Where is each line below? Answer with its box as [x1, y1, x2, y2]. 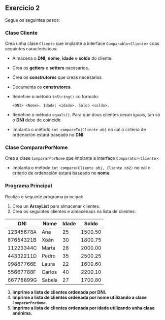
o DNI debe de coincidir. [12, 117, 62, 123]
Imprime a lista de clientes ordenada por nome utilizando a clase [12, 294, 147, 300]
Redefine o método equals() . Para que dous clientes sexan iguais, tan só [12, 112, 161, 118]
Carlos [41, 268, 57, 275]
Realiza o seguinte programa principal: [5, 193, 84, 199]
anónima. [12, 310, 33, 316]
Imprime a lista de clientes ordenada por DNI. [12, 289, 107, 295]
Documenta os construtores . [12, 84, 72, 90]
